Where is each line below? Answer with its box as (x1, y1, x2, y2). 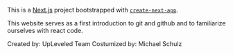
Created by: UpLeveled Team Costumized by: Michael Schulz (7, 40, 182, 47)
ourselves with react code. (7, 27, 83, 34)
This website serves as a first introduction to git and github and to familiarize (7, 19, 226, 27)
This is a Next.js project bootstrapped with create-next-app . (7, 6, 179, 14)
